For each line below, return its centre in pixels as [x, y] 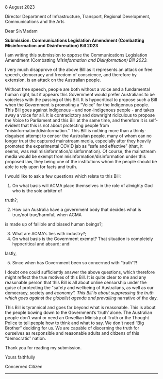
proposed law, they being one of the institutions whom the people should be [81, 162]
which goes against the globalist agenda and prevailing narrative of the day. [81, 298]
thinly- [140, 130]
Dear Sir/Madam [21, 31]
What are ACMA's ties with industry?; [49, 233]
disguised [15, 136]
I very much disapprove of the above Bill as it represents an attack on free [79, 69]
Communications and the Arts [35, 22]
